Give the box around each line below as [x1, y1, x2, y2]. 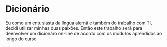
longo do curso [5, 36, 37, 42]
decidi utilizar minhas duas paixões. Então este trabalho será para [5, 25, 143, 31]
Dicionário [5, 3, 50, 15]
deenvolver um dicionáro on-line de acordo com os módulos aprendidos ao [5, 30, 162, 36]
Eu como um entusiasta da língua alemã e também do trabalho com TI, [5, 20, 152, 26]
